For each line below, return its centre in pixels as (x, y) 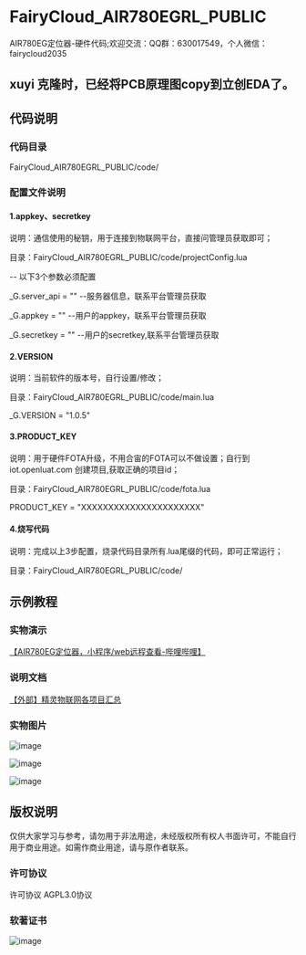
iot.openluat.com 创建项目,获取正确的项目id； (95, 469)
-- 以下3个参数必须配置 (53, 277)
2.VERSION (31, 356)
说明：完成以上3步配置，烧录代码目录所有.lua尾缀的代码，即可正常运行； (147, 551)
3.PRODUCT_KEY (43, 436)
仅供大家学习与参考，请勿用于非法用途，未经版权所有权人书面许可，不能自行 (153, 835)
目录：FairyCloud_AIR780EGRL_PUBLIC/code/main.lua (112, 397)
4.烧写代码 (30, 529)
